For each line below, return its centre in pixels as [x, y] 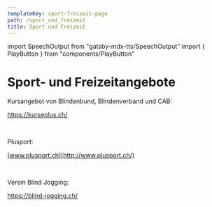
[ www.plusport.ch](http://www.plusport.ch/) [71, 155]
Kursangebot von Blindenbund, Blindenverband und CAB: [90, 101]
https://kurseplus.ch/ [37, 115]
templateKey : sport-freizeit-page [58, 14]
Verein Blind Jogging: [38, 183]
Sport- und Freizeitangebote [92, 82]
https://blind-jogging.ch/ [43, 196]
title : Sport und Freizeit [47, 26]
